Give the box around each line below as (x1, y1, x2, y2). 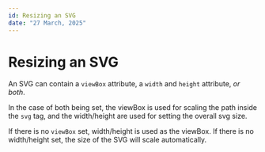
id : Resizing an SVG (8, 11, 77, 20)
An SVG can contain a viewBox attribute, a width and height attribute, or (8, 79, 240, 89)
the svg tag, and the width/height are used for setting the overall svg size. (8, 112, 248, 121)
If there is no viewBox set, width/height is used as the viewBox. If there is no (8, 127, 255, 136)
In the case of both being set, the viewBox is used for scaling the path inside (8, 103, 258, 112)
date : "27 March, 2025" (8, 19, 87, 27)
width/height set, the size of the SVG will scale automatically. (8, 135, 207, 145)
